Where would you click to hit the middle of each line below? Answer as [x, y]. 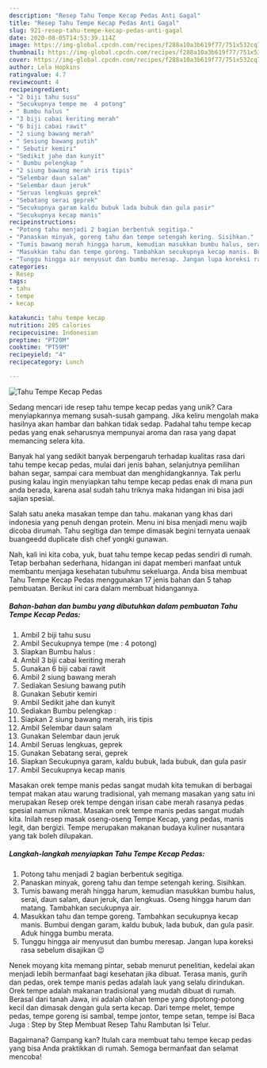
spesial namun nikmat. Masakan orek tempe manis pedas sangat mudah [127, 810]
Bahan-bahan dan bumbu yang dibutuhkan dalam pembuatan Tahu [124, 606]
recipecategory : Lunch [46, 362]
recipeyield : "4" [38, 355]
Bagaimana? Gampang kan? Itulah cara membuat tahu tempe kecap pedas [130, 1039]
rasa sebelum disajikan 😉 [63, 950]
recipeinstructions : [43, 222]
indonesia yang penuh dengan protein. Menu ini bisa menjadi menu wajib [128, 522]
